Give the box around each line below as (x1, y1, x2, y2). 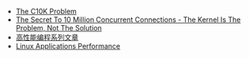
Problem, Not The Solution (15, 24, 103, 32)
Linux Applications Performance (15, 42, 121, 50)
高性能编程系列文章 (15, 33, 79, 42)
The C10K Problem (15, 7, 77, 16)
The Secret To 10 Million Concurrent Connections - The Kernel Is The (15, 15, 241, 24)
